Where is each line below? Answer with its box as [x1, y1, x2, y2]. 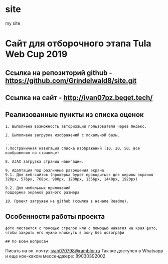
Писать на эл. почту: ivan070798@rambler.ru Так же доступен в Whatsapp [5, 247, 163, 253]
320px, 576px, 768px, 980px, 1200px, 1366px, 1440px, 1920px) [5, 177, 138, 182]
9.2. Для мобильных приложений [5, 185, 71, 191]
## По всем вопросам [5, 239, 49, 244]
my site [5, 20, 21, 26]
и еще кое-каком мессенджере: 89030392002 [5, 253, 106, 259]
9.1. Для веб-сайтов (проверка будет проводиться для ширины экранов [5, 172, 154, 177]
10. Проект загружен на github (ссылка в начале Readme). [5, 199, 129, 204]
